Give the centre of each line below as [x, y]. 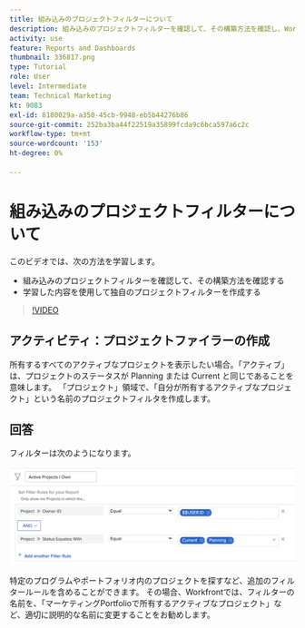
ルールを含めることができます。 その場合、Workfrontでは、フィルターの [160, 592]
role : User [30, 77]
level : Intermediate [49, 86]
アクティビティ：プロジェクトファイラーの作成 [140, 341]
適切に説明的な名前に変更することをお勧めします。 [120, 615]
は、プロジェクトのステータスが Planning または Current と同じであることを [152, 376]
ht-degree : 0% [36, 153]
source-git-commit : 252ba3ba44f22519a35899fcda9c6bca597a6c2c [129, 124]
